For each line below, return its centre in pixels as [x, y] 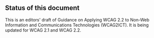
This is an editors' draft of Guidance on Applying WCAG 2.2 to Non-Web [77, 19]
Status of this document [42, 8]
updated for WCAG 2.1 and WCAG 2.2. [43, 30]
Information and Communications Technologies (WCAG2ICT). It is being [77, 25]
